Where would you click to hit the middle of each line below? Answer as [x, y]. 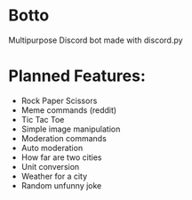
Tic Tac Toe [43, 119]
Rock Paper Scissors [59, 100]
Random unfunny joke [61, 185]
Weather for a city [54, 176]
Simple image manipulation [71, 129]
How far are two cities [62, 157]
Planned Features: [77, 76]
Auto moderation [52, 148]
